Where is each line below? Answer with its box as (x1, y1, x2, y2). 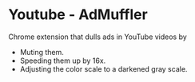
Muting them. (19, 47, 64, 57)
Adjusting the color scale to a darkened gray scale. (19, 64, 188, 73)
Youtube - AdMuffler (8, 6, 148, 24)
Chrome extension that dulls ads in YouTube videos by (8, 32, 188, 41)
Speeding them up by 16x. (19, 56, 106, 65)
